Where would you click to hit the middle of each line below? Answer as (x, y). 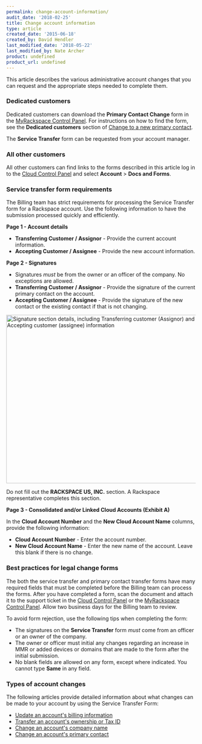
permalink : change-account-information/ (58, 12)
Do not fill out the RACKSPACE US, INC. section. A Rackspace (83, 492)
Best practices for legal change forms (62, 568)
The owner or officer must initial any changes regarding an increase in (102, 643)
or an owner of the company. (51, 636)
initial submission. (37, 656)
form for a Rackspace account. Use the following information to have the (96, 209)
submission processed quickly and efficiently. (63, 215)
